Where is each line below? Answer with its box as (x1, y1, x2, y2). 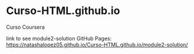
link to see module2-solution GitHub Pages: (6, 35, 112, 42)
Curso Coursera (6, 23, 45, 31)
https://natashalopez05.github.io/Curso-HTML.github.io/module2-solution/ (6, 41, 188, 48)
